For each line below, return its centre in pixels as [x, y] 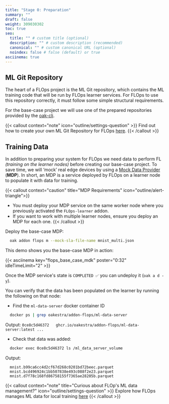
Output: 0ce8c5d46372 [27, 325]
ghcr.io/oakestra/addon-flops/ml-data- [98, 325]
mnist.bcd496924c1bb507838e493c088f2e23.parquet [62, 372]
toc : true [16, 29]
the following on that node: [33, 296]
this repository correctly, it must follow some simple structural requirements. [84, 100]
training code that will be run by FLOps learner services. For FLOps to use [82, 95]
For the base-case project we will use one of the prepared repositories [79, 110]
